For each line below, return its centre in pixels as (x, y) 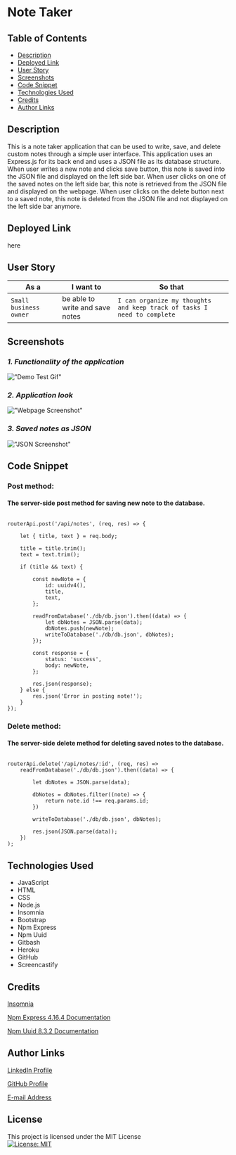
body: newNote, (67, 665)
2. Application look (40, 395)
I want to (86, 287)
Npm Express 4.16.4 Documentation (59, 1017)
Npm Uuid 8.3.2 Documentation (53, 1030)
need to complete (146, 315)
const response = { (61, 653)
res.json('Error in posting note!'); (87, 696)
